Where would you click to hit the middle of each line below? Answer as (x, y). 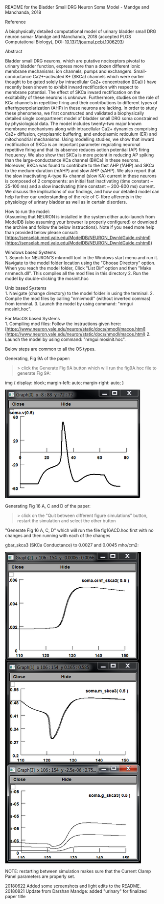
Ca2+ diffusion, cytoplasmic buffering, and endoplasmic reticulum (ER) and (81, 134)
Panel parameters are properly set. (40, 876)
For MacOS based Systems (33, 318)
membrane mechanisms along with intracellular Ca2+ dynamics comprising (81, 129)
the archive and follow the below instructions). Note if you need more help (80, 227)
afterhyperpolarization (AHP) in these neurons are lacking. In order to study (81, 108)
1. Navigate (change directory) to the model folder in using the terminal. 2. (80, 293)
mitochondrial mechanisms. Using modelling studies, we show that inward (80, 139)
